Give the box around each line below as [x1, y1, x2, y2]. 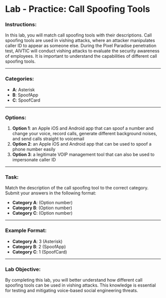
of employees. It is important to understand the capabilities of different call [5, 53, 157, 59]
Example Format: [5, 227, 47, 234]
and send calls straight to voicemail [12, 136, 84, 142]
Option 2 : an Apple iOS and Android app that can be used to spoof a [12, 141, 152, 147]
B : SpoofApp [12, 92, 39, 98]
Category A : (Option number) [12, 200, 73, 206]
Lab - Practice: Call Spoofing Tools [5, 3, 150, 15]
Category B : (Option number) [12, 205, 73, 211]
